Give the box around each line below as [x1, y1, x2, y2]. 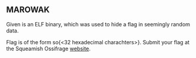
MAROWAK [6, 5, 50, 15]
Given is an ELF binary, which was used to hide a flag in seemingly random [6, 20, 190, 28]
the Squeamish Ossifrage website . [6, 45, 91, 52]
